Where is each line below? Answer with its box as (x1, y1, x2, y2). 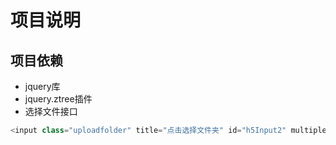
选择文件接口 (24, 106, 78, 117)
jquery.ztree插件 (24, 93, 93, 105)
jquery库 (24, 81, 61, 92)
